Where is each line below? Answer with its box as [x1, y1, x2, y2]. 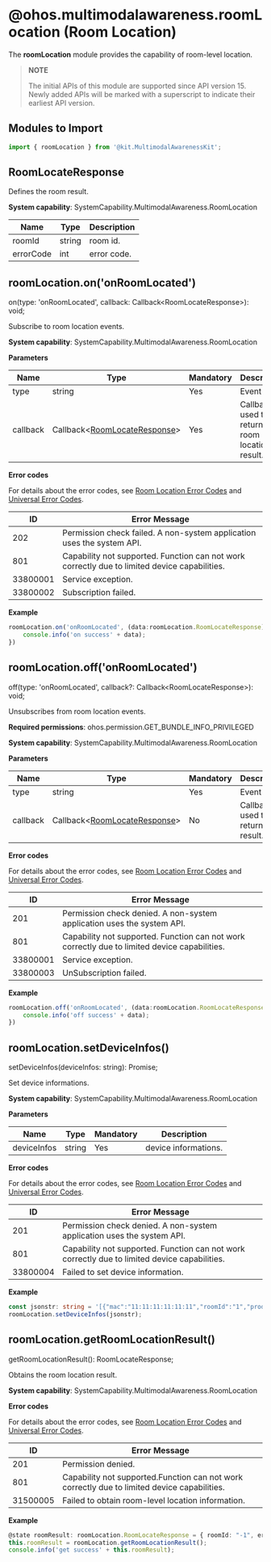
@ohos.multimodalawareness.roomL [8, 6, 263, 24]
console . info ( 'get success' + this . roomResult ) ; [8, 1546, 175, 1554]
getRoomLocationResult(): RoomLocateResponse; [8, 1354, 174, 1364]
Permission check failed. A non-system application [62, 527, 256, 538]
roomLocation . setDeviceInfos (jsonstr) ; [8, 1311, 143, 1319]
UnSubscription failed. [62, 967, 147, 978]
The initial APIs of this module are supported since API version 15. [27, 81, 247, 91]
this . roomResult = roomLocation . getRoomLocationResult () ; [8, 1539, 207, 1547]
